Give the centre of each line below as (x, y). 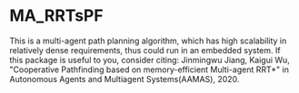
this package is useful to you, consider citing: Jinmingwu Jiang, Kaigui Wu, (150, 60)
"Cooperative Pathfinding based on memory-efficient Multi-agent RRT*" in (149, 70)
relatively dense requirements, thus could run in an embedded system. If (145, 50)
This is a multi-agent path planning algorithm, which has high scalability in (148, 41)
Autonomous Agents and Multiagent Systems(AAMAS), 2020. (125, 79)
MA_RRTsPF (56, 16)
